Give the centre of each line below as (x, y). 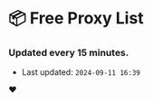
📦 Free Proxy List (76, 19)
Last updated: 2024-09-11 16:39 (81, 72)
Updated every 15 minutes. (69, 53)
